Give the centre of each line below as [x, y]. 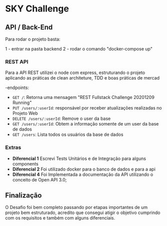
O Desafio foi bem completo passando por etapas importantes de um [76, 207]
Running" [22, 102]
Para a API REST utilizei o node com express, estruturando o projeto [75, 72]
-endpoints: [17, 87]
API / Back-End [29, 27]
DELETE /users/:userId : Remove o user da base [61, 118]
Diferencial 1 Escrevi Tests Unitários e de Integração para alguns [79, 158]
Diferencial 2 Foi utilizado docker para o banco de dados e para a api [84, 169]
